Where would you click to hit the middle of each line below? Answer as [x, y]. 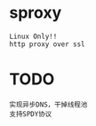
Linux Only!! [33, 36]
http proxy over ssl [48, 44]
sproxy [36, 13]
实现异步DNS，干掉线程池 [48, 105]
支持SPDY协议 [31, 114]
